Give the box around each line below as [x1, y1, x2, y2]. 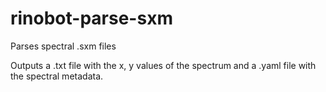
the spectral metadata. [10, 70, 104, 82]
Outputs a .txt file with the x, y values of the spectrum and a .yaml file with [10, 59, 317, 71]
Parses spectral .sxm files [10, 40, 117, 52]
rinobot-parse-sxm [10, 7, 173, 30]
